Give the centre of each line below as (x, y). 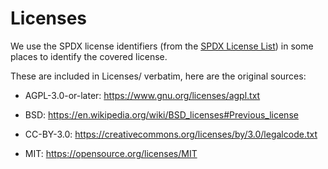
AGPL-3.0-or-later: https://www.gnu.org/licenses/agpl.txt (142, 95)
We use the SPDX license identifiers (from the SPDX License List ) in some (162, 46)
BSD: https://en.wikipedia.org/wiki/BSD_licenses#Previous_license (161, 114)
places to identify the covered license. (89, 56)
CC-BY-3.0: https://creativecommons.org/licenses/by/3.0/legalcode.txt (171, 134)
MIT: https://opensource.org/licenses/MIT (111, 153)
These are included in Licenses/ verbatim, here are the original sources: (158, 76)
